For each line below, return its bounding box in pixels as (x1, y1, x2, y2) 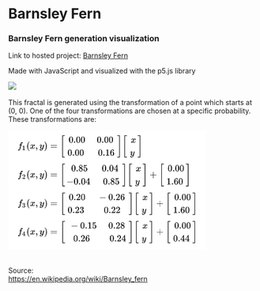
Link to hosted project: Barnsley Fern (8, 51, 129, 60)
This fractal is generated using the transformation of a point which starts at (8, 98, 253, 108)
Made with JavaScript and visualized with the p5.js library (8, 66, 196, 76)
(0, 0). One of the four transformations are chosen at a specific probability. (8, 106, 251, 115)
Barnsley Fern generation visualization (8, 33, 160, 44)
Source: (8, 266, 34, 275)
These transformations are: (8, 115, 97, 124)
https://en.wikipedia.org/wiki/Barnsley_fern (8, 274, 148, 284)
